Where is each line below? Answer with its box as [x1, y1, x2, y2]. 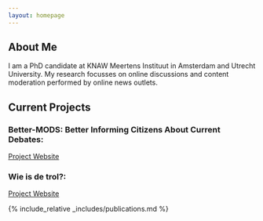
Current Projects [8, 100, 91, 114]
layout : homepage [8, 11, 65, 20]
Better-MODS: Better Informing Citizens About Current [8, 124, 221, 135]
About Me [8, 41, 57, 54]
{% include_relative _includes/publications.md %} [8, 205, 169, 214]
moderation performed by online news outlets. [8, 78, 159, 87]
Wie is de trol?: [8, 172, 67, 183]
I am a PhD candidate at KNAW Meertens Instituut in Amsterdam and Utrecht [8, 61, 256, 71]
